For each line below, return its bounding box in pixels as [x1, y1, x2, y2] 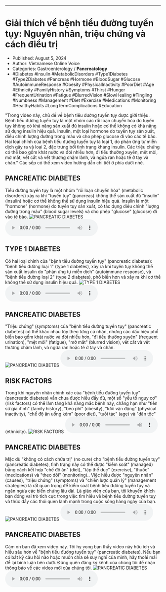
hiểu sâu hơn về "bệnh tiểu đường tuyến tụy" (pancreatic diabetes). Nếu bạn [5, 549, 161, 555]
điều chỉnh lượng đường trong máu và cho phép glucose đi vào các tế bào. [5, 133, 157, 139]
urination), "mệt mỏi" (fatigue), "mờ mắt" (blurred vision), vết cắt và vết [5, 339, 150, 345]
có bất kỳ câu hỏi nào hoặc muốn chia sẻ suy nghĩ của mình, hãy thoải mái [5, 554, 157, 560]
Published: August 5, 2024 [12, 55, 67, 61]
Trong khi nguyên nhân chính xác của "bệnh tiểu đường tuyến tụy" [5, 390, 141, 396]
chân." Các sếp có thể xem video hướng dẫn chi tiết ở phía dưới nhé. [5, 159, 144, 165]
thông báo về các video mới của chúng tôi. [5, 565, 92, 571]
